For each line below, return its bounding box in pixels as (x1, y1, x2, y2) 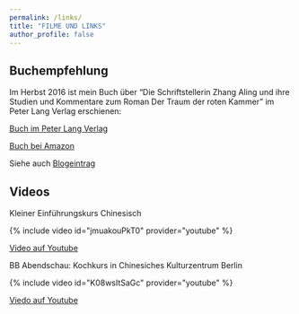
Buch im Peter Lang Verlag (9, 123, 109, 135)
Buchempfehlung (9, 63, 109, 78)
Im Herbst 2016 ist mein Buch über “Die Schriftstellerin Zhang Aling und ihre (9, 87, 290, 98)
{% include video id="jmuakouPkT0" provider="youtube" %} (9, 225, 233, 236)
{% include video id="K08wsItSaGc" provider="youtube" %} (9, 277, 233, 288)
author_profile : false (9, 30, 94, 39)
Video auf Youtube (9, 243, 79, 253)
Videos (9, 184, 50, 199)
